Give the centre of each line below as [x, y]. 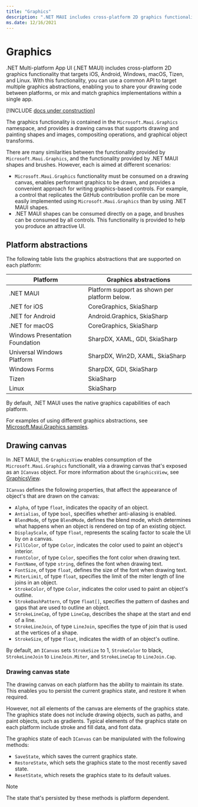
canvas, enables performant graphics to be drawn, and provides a [95, 183]
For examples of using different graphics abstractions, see [77, 421]
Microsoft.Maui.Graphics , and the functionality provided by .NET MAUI [92, 158]
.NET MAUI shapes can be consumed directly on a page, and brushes [99, 214]
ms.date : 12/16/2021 [32, 22]
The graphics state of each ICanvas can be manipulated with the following [96, 739]
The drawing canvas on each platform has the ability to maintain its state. [95, 684]
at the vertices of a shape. [46, 632]
